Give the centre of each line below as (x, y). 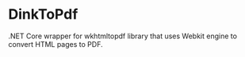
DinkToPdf (43, 14)
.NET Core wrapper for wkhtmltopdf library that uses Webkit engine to (123, 36)
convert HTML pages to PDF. (56, 44)
